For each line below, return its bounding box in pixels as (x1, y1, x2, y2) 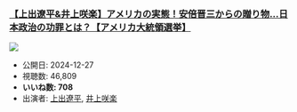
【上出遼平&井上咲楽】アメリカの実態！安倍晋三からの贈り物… (9, 7, 279, 20)
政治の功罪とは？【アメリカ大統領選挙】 (18, 20, 191, 33)
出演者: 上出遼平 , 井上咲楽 (21, 93, 117, 104)
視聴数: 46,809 (21, 71, 77, 82)
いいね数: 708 (21, 82, 74, 92)
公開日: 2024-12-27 (21, 60, 94, 70)
